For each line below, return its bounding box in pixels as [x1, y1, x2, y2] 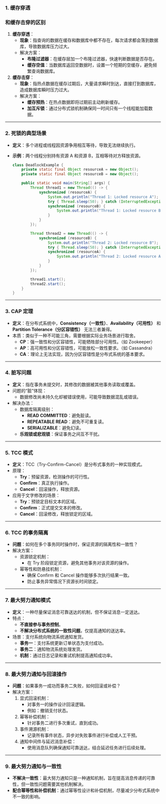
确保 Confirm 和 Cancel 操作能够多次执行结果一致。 [27, 572, 132, 578]
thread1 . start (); [30, 276, 66, 282]
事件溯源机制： [19, 726, 50, 732]
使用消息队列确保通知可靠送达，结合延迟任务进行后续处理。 [27, 745, 149, 751]
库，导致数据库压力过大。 [19, 44, 72, 50]
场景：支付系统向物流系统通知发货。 [12, 634, 86, 640]
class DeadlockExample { [12, 162, 64, 167]
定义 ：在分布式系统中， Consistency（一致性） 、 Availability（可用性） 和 [12, 320, 162, 326]
